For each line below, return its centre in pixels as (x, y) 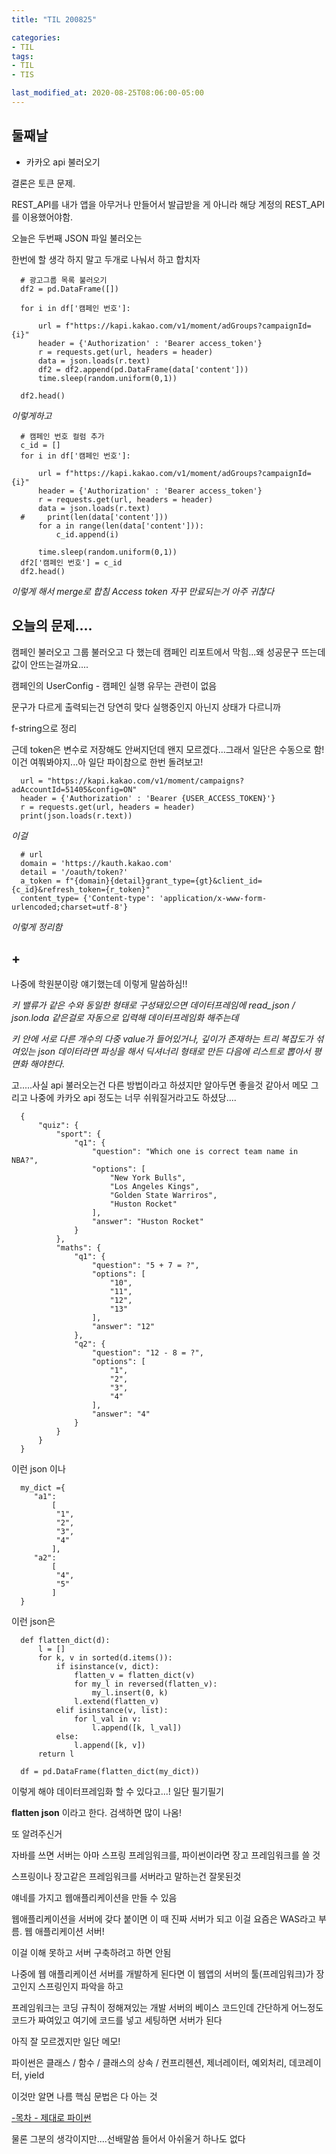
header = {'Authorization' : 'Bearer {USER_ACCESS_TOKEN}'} (148, 798)
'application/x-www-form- (213, 898)
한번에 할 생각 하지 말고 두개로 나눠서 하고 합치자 (106, 259)
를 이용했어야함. (42, 217)
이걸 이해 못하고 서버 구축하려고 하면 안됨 (91, 1953)
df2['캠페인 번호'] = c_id (71, 562)
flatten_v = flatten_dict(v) (135, 1676)
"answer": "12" (123, 1327)
